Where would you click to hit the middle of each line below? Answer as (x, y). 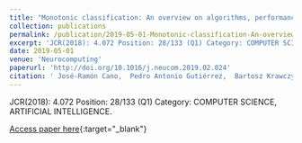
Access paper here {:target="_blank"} (78, 129)
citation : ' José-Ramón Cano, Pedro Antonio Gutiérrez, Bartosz (136, 76)
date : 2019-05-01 (42, 51)
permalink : (30, 34)
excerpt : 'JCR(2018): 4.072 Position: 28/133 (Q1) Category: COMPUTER (144, 43)
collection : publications (58, 26)
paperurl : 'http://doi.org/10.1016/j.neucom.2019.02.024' (120, 68)
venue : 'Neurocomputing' (56, 59)
